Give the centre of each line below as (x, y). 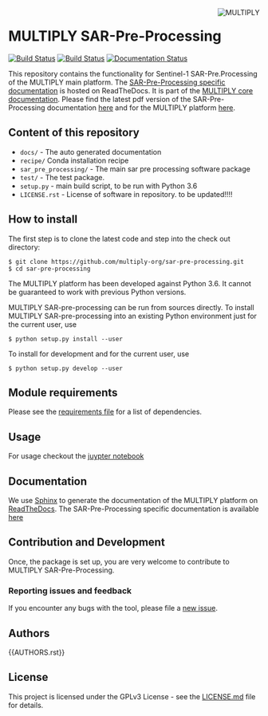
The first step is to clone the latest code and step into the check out (119, 238)
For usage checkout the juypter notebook (76, 456)
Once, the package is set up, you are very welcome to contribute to (119, 561)
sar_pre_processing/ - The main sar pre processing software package (135, 169)
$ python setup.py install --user (66, 339)
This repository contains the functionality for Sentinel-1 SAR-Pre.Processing (133, 73)
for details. (26, 705)
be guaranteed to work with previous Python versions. (97, 292)
